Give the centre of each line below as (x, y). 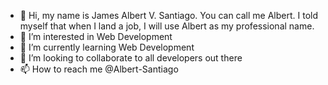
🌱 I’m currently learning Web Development (107, 47)
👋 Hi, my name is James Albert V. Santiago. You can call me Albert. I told (168, 15)
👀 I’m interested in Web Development (96, 36)
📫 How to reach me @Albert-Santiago (99, 69)
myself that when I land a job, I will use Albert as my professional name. (167, 26)
